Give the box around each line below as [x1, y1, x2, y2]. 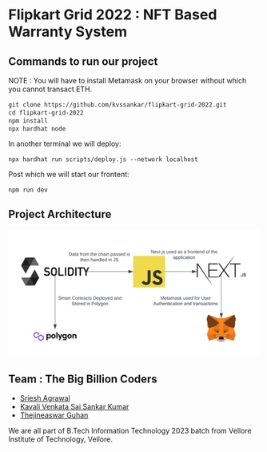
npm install [8, 117, 48, 125]
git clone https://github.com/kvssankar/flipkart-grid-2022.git [8, 101, 227, 109]
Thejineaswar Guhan [19, 410, 89, 420]
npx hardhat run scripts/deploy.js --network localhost [8, 155, 198, 163]
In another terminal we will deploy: [8, 139, 122, 148]
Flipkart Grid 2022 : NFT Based [8, 6, 217, 24]
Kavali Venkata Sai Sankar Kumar [19, 402, 130, 412]
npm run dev [8, 186, 48, 194]
